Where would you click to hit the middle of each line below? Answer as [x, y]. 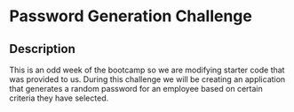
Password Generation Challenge [131, 16]
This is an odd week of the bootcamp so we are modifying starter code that [147, 70]
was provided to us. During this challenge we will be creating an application [147, 79]
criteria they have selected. [59, 98]
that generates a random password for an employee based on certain [136, 89]
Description [42, 49]
